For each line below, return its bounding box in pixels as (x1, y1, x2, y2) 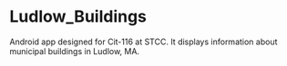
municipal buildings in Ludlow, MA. (9, 45, 139, 56)
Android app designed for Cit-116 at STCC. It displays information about (9, 36, 278, 47)
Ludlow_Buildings (9, 6, 148, 27)
